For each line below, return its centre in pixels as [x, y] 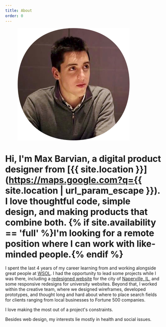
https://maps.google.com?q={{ [75, 180]
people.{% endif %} [81, 254]
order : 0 [14, 16]
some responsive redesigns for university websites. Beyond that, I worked [81, 284]
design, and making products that [77, 212]
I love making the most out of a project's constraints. [59, 309]
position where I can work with [70, 244]
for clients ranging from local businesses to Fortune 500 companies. [75, 300]
